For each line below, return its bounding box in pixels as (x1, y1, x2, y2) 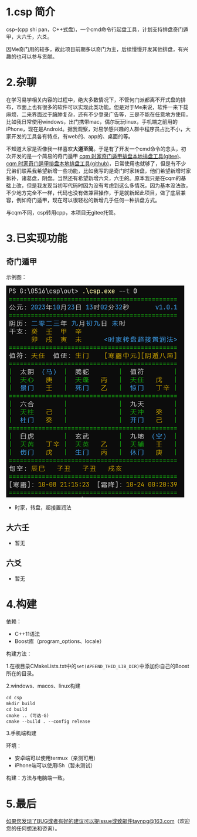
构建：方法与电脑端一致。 (6, 774, 68, 781)
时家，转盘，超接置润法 (14, 503, 72, 511)
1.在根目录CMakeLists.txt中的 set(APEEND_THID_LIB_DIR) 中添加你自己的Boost (6, 663, 189, 670)
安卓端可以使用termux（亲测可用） (14, 754, 99, 762)
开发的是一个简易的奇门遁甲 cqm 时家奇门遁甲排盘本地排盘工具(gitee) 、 (11, 152, 185, 159)
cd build (6, 707, 28, 713)
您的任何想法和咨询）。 (6, 825, 60, 832)
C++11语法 (14, 631, 40, 638)
